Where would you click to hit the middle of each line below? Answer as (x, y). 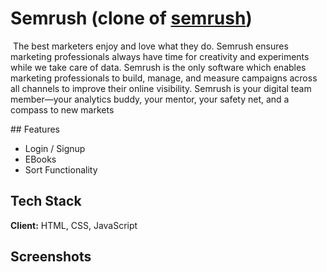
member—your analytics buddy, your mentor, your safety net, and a (150, 99)
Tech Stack (46, 201)
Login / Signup (55, 148)
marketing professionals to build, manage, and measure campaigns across (164, 78)
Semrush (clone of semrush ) (131, 18)
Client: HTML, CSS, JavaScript (74, 225)
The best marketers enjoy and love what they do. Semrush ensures (150, 46)
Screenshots (51, 257)
